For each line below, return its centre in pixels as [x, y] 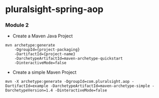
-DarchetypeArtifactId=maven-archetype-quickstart [69, 59]
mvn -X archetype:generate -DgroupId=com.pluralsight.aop [67, 82]
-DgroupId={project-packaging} [47, 50]
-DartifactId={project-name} [45, 54]
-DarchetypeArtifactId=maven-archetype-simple [100, 86]
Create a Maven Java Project [43, 36]
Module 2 [17, 25]
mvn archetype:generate [30, 45]
